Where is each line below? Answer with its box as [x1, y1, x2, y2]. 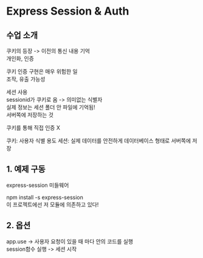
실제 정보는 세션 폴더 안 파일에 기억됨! [6, 103, 95, 111]
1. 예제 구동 [6, 164, 46, 175]
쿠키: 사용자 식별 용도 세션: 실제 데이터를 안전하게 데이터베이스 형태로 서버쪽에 [6, 137, 191, 144]
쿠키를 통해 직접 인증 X [6, 124, 61, 131]
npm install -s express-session [6, 193, 83, 201]
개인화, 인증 [6, 55, 35, 62]
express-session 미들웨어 [6, 181, 69, 189]
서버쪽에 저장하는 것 [6, 111, 53, 118]
